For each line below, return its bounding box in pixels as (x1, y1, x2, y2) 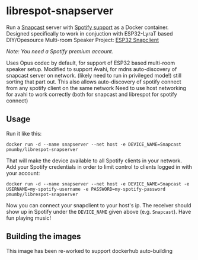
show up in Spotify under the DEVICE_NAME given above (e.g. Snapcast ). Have (6, 208, 191, 215)
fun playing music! (6, 214, 52, 222)
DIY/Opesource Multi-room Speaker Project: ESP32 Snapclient (6, 36, 159, 43)
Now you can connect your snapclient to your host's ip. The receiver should (6, 201, 191, 208)
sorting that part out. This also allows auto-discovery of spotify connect (6, 78, 182, 85)
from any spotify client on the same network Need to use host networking (6, 84, 187, 91)
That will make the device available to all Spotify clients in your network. (6, 157, 182, 164)
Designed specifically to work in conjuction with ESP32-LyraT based (6, 30, 173, 37)
